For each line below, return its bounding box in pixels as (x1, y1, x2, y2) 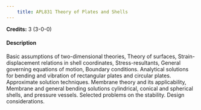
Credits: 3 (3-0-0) (6, 25, 53, 33)
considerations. (6, 97, 45, 105)
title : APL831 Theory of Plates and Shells (17, 8, 129, 15)
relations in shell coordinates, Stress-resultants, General (41, 59, 181, 66)
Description (6, 39, 37, 47)
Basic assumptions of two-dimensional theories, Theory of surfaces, (6, 53, 177, 60)
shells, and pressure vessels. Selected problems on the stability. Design (6, 91, 185, 99)
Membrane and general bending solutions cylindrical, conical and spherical (6, 85, 193, 92)
